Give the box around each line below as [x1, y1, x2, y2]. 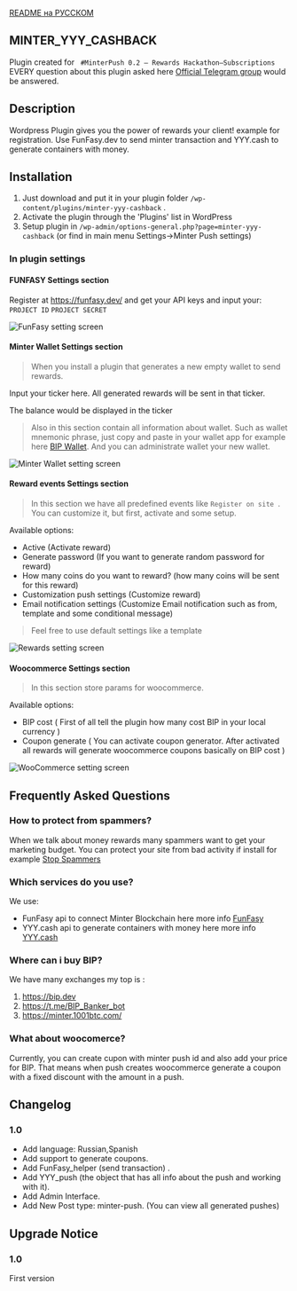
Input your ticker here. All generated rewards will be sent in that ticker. [9, 388, 266, 398]
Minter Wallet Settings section [9, 342, 123, 352]
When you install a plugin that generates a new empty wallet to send [30, 361, 281, 372]
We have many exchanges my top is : [9, 974, 145, 985]
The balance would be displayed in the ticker [9, 405, 173, 415]
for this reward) [21, 579, 79, 590]
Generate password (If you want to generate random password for [21, 551, 265, 562]
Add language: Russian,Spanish [21, 1144, 139, 1154]
